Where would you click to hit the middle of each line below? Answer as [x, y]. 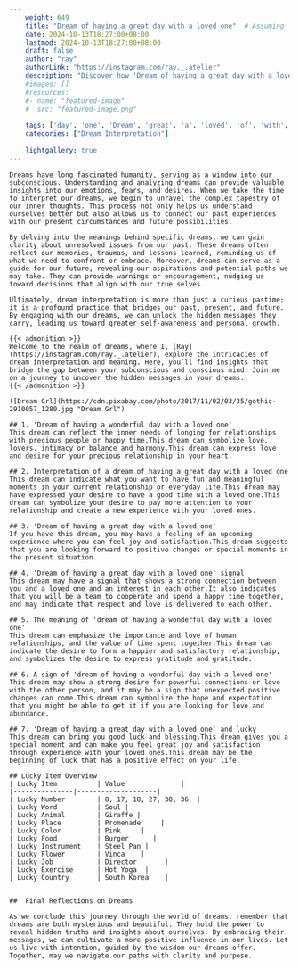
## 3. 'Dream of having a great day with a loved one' [113, 526]
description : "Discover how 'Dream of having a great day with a [149, 76]
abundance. [29, 713]
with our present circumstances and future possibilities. [121, 221]
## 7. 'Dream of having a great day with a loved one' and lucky [133, 729]
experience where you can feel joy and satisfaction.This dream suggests [149, 542]
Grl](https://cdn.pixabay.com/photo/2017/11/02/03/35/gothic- [159, 401]
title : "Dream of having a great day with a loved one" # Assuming [155, 26]
